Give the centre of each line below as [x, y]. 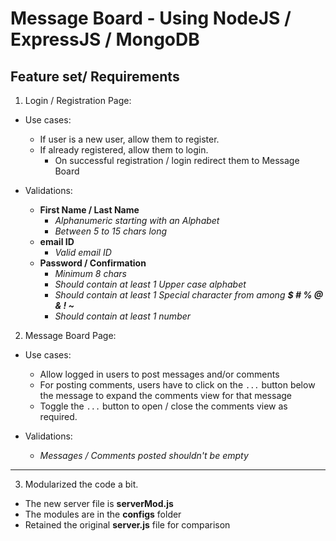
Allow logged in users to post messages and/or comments [159, 374]
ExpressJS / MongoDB [105, 39]
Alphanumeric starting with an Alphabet [137, 220]
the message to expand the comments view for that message [165, 395]
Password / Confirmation [93, 263]
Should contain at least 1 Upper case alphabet [150, 284]
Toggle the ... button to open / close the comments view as [163, 406]
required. [58, 416]
